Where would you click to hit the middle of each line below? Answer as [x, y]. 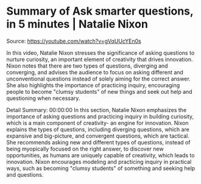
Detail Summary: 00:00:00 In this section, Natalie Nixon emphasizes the [97, 110]
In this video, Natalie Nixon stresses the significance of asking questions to [100, 52]
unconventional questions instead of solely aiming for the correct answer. [98, 79]
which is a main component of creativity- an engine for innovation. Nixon [97, 122]
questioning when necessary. [43, 98]
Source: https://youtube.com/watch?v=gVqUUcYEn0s [74, 41]
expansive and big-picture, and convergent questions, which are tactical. [98, 136]
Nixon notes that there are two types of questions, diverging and [87, 66]
